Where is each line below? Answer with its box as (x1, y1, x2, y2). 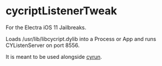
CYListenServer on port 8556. (5, 42, 79, 49)
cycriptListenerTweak (5, 4, 117, 18)
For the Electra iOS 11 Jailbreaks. (5, 24, 87, 31)
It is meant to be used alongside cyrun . (5, 53, 102, 60)
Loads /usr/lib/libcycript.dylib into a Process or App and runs (5, 35, 157, 42)
